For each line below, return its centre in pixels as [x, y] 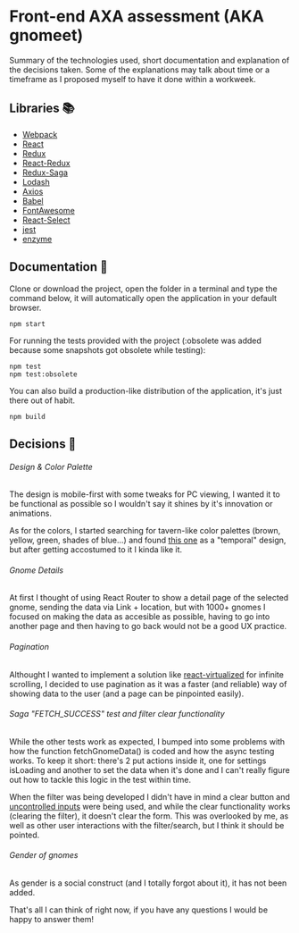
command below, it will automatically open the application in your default [143, 298]
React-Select [46, 220]
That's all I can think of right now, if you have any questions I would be [139, 910]
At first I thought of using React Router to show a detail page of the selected [149, 598]
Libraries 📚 [42, 109]
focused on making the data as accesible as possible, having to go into [140, 617]
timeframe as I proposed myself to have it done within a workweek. [133, 79]
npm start [28, 324]
